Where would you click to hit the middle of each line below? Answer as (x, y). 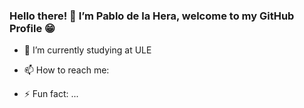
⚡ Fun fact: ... (51, 94)
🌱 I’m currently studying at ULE (87, 50)
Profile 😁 (32, 28)
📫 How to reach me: (66, 70)
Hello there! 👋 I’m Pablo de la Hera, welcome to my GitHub (152, 16)
